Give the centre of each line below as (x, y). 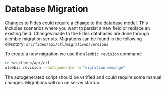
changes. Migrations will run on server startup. (53, 82)
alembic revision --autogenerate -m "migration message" (65, 67)
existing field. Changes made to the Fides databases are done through (77, 33)
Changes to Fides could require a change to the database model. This (77, 23)
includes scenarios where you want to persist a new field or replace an (78, 28)
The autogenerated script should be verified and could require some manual (83, 77)
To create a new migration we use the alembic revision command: (74, 54)
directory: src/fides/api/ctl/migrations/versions (57, 44)
